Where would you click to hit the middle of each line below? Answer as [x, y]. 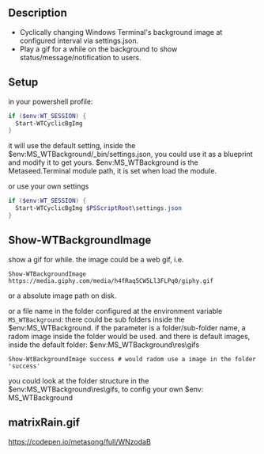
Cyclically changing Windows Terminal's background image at [121, 32]
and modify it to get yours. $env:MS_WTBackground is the [104, 162]
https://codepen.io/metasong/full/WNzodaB [80, 441]
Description [38, 13]
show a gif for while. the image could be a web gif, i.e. [96, 259]
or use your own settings [49, 186]
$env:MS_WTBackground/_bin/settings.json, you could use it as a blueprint [130, 155]
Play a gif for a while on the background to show [98, 49]
